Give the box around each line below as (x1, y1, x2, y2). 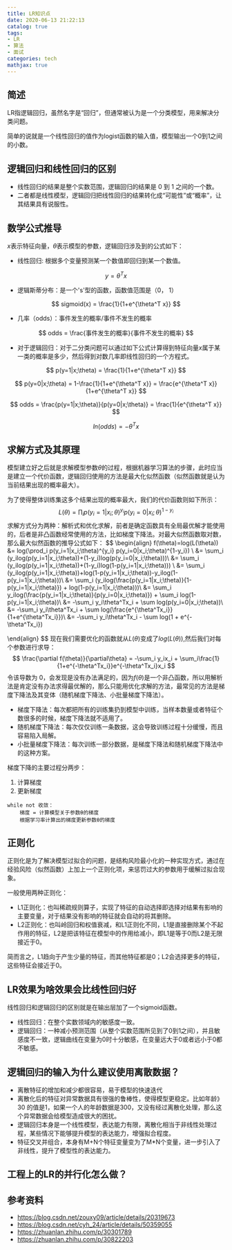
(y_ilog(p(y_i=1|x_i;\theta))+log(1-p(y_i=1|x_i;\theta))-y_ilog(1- (7, 569, 178, 577)
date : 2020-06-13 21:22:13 (7, 17, 85, 24)
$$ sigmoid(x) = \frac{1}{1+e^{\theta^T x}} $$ (51, 299, 181, 308)
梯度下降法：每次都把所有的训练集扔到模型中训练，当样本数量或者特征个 (17, 705, 223, 713)
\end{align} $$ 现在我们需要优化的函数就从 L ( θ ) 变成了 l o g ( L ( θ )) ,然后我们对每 (7, 634, 222, 643)
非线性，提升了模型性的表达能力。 (17, 1147, 115, 1155)
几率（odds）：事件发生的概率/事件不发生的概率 (17, 314, 152, 322)
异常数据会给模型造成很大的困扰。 (23, 1112, 121, 1120)
